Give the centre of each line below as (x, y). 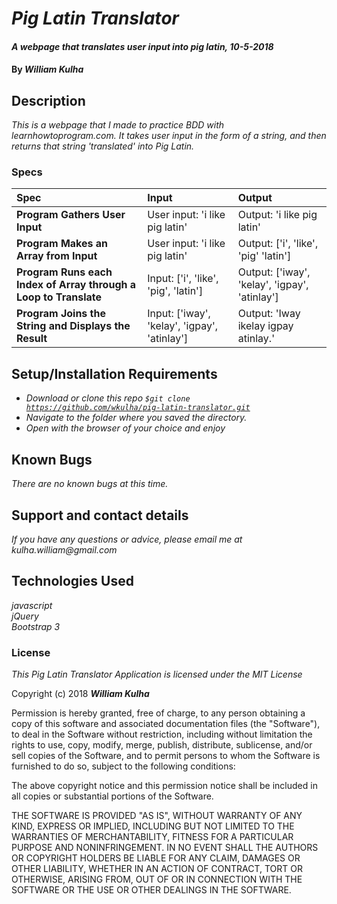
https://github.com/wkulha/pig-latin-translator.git (138, 408)
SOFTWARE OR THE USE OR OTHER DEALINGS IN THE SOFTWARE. (151, 890)
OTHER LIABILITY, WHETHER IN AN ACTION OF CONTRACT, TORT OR (157, 869)
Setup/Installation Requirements (114, 373)
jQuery (25, 616)
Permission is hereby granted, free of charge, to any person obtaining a (158, 713)
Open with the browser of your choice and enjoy (125, 428)
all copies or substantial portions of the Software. (112, 796)
